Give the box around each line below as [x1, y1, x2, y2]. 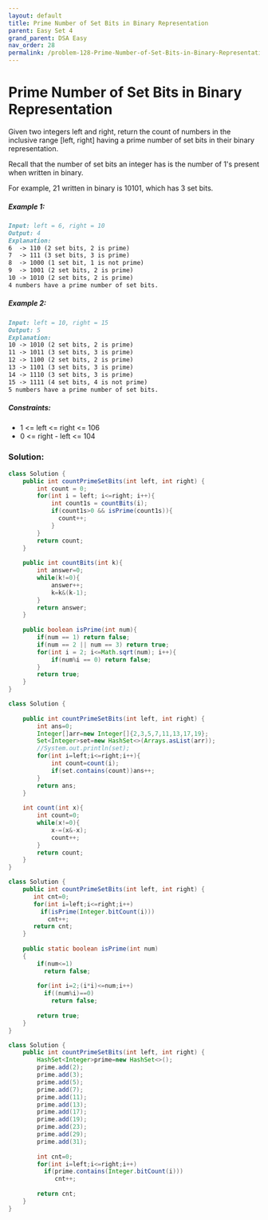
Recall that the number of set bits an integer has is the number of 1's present [8, 159, 260, 169]
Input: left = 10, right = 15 [8, 318, 109, 326]
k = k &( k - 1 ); [50, 589, 88, 597]
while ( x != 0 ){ [37, 819, 81, 827]
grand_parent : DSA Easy [8, 34, 88, 42]
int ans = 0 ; [37, 722, 73, 730]
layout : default [8, 11, 62, 20]
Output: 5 [8, 326, 41, 334]
